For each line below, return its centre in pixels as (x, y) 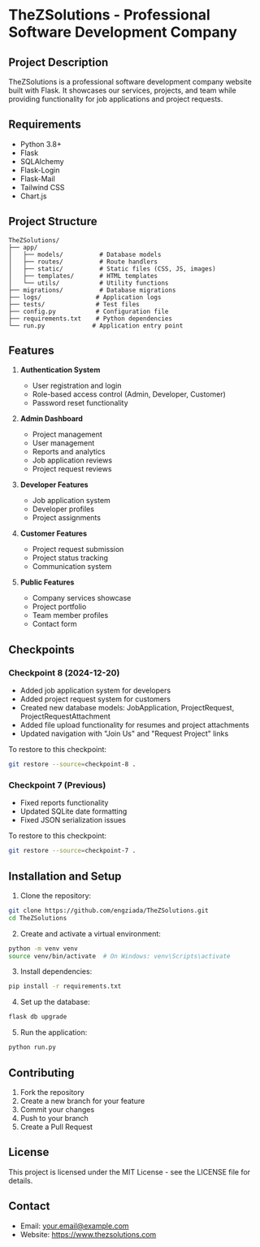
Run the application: (54, 1032)
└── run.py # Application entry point (96, 326)
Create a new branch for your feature (82, 1101)
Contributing (41, 1073)
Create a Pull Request (56, 1127)
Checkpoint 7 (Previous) (57, 784)
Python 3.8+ (41, 144)
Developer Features (54, 484)
